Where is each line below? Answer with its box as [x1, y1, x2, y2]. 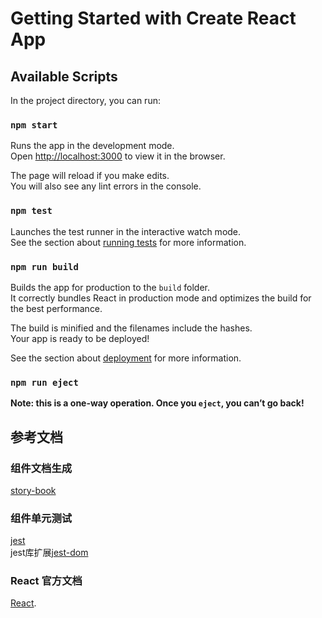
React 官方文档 [10, 574, 83, 588]
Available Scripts [10, 68, 118, 85]
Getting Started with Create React [10, 7, 297, 30]
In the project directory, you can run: [10, 95, 161, 106]
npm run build [10, 261, 79, 272]
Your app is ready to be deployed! [10, 332, 150, 344]
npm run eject [10, 377, 79, 388]
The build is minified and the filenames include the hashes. [10, 322, 253, 334]
